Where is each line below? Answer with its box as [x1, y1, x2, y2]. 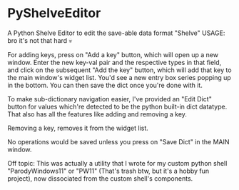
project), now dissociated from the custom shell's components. [7, 174, 193, 183]
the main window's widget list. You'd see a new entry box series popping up [7, 73, 232, 81]
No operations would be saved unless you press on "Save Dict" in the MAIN [7, 137, 230, 146]
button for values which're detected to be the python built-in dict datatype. [7, 102, 228, 111]
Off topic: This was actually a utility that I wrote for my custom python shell [7, 159, 228, 167]
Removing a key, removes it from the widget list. [7, 124, 148, 132]
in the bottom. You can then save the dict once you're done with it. [7, 81, 203, 89]
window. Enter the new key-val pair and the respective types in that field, [7, 58, 222, 66]
